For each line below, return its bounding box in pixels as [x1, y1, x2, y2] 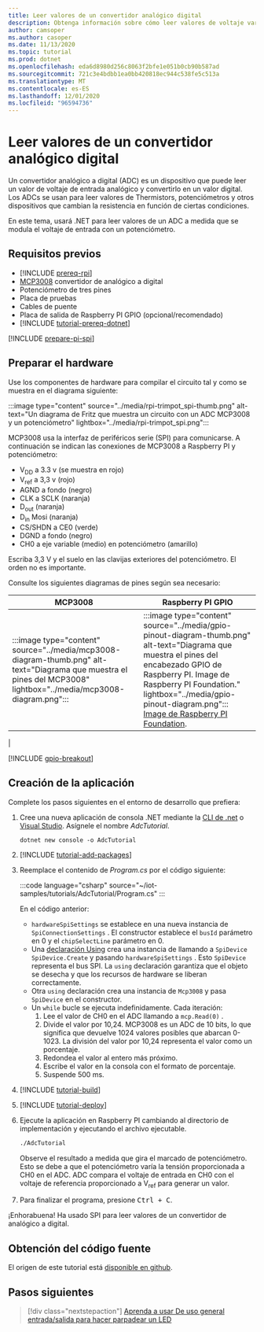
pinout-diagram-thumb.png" [143, 629, 251, 640]
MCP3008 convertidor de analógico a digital [19, 276, 163, 286]
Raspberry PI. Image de [143, 669, 230, 680]
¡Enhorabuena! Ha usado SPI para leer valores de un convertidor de [8, 1211, 227, 1220]
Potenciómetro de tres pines [19, 285, 112, 294]
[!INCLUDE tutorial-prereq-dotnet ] [19, 318, 131, 327]
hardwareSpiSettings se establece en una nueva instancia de [31, 919, 229, 928]
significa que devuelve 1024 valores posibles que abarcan [42, 1028, 232, 1037]
